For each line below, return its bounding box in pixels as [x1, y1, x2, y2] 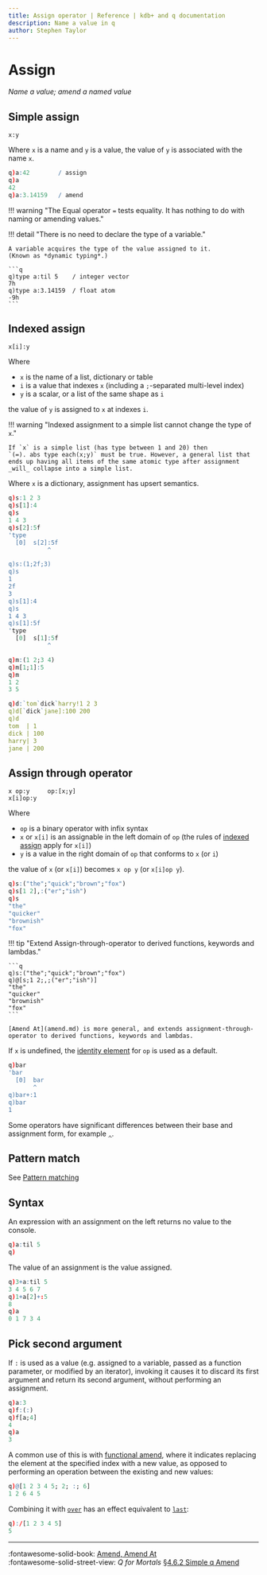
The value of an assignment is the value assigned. [8, 1262, 172, 1272]
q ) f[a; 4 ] [8, 1414, 37, 1421]
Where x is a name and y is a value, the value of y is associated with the [8, 145, 243, 155]
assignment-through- [185, 1025, 254, 1033]
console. [8, 1226, 37, 1235]
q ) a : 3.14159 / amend [8, 191, 83, 199]
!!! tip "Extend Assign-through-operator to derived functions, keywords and [8, 939, 254, 948]
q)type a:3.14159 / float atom [8, 286, 115, 294]
